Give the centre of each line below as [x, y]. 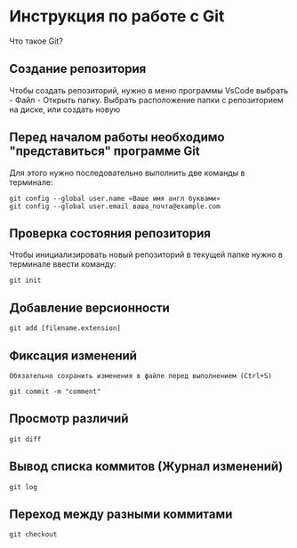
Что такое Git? [36, 41]
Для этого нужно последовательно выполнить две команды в [127, 173]
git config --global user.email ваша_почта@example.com [115, 206]
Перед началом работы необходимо [117, 137]
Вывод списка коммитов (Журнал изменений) [146, 467]
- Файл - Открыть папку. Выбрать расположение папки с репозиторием [147, 100]
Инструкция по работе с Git [117, 16]
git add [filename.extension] [65, 328]
